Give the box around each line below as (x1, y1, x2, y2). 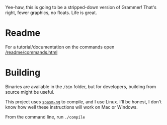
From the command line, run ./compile (5, 113, 86, 120)
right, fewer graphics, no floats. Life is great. (5, 10, 97, 16)
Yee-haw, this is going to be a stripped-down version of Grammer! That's (5, 5, 157, 10)
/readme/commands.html (5, 49, 58, 55)
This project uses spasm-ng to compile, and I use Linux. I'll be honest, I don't (5, 98, 162, 105)
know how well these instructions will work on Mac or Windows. (5, 104, 138, 110)
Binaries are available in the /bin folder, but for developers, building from (5, 83, 156, 90)
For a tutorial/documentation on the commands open (5, 44, 115, 50)
